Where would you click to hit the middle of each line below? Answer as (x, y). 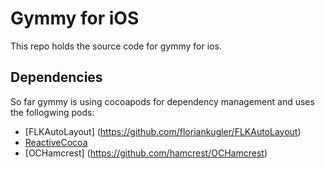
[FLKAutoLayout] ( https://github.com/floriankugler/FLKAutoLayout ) (163, 131)
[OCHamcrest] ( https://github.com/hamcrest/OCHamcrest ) (146, 153)
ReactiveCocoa (56, 142)
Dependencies (56, 77)
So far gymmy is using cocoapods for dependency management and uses (162, 101)
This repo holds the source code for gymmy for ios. (116, 46)
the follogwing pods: (52, 112)
